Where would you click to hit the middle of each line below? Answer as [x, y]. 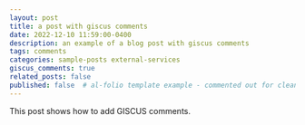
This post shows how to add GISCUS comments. [100, 111]
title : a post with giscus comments [79, 26]
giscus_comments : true [52, 69]
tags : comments [38, 52]
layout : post [34, 18]
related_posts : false [50, 77]
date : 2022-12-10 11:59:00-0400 [70, 34]
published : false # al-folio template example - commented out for [142, 85]
